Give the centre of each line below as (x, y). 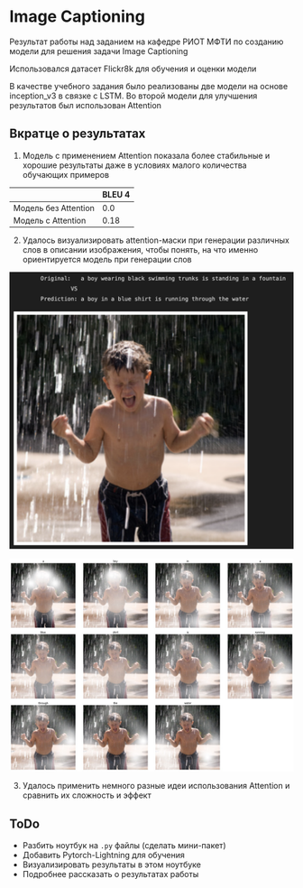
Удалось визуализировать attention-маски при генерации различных (156, 240)
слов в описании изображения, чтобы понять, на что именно (140, 250)
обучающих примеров (66, 174)
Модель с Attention (50, 220)
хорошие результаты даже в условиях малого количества (134, 165)
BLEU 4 (116, 195)
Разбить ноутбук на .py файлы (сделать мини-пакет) (124, 846)
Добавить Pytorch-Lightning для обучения (103, 856)
